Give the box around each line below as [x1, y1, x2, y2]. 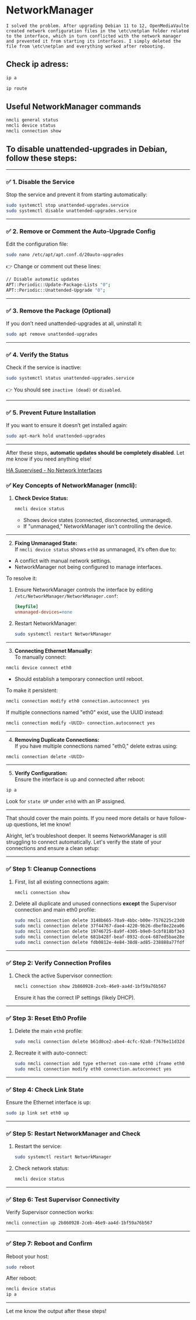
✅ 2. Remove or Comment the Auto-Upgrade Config [6, 227, 156, 235]
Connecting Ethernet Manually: [14, 647, 93, 654]
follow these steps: [6, 154, 77, 163]
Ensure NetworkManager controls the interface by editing [14, 586, 153, 594]
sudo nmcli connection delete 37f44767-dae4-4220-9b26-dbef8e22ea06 [14, 923, 185, 929]
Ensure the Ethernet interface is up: [6, 1099, 92, 1106]
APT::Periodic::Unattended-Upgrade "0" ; [6, 287, 106, 293]
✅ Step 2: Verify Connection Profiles [6, 959, 111, 967]
